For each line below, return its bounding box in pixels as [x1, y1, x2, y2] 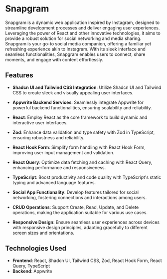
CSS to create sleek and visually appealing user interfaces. [12, 89, 134, 95]
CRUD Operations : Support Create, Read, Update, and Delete [12, 204, 139, 210]
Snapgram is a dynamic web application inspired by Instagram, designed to [5, 19, 160, 25]
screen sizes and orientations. [12, 230, 75, 236]
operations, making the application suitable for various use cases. [12, 209, 148, 215]
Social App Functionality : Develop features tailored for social [12, 189, 139, 195]
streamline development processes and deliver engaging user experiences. [5, 24, 160, 30]
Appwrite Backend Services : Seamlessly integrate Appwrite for [12, 99, 144, 105]
